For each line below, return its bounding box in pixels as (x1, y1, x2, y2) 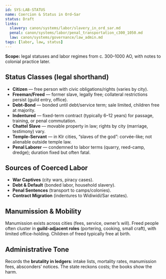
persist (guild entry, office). (12, 96, 68, 102)
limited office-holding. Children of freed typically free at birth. (5, 231, 131, 237)
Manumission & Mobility (5, 207, 82, 215)
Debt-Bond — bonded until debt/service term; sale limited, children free (12, 102, 160, 108)
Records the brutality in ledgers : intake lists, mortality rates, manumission (5, 259, 157, 264)
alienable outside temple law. (12, 139, 72, 144)
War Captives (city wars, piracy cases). (12, 177, 94, 183)
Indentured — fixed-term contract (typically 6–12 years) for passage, (12, 112, 154, 118)
